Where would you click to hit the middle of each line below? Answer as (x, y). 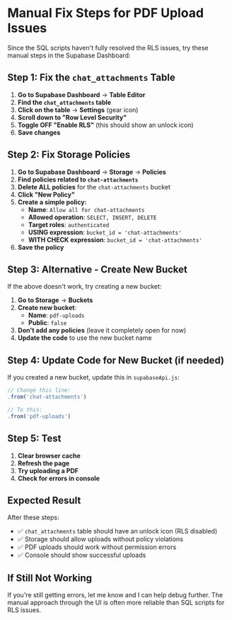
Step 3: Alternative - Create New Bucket (97, 269)
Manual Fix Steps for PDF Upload (105, 13)
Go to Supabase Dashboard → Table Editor (81, 94)
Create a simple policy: (52, 202)
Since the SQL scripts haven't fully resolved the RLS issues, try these (108, 48)
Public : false (47, 323)
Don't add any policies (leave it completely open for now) (102, 331)
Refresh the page (43, 463)
